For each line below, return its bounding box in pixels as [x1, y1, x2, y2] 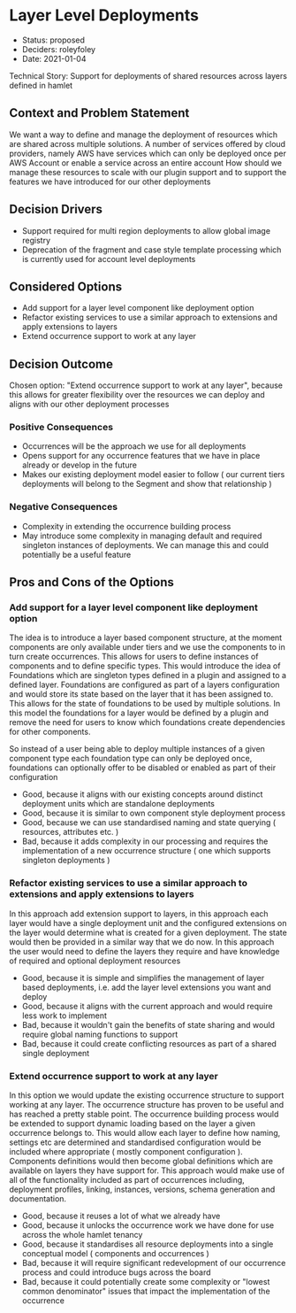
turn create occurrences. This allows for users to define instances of [9, 652, 259, 662]
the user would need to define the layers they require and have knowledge [9, 946, 280, 956]
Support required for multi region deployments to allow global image [21, 225, 271, 236]
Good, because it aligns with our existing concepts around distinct [21, 789, 263, 799]
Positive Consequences [9, 421, 113, 434]
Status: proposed [21, 35, 86, 45]
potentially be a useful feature [21, 549, 132, 560]
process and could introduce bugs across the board [21, 1267, 211, 1278]
